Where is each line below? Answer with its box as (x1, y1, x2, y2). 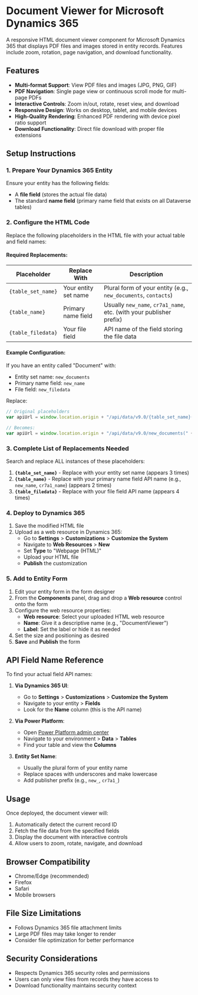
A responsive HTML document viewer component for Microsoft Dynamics (6, 36, 185, 43)
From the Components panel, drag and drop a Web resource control (14, 594, 182, 601)
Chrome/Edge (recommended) (14, 872, 90, 879)
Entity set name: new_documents (14, 373, 90, 381)
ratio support (14, 119, 47, 126)
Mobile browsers (14, 891, 56, 898)
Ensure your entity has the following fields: (6, 180, 110, 187)
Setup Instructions (6, 149, 76, 159)
